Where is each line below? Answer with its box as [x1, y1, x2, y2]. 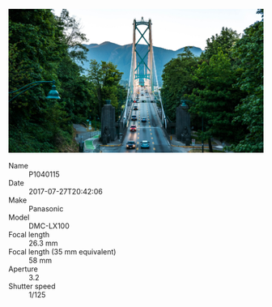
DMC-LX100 [28, 220, 70, 231]
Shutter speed [8, 281, 56, 291]
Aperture [8, 264, 38, 274]
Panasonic [28, 203, 64, 213]
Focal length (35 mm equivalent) [8, 246, 117, 256]
